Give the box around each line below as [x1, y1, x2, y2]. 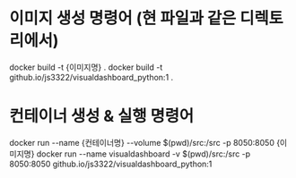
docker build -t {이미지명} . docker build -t [9, 62, 163, 72]
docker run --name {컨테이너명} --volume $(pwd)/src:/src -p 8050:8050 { [9, 137, 281, 148]
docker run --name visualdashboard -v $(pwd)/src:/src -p [36, 148, 251, 159]
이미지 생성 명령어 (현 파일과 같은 [9, 8, 237, 29]
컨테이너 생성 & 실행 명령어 [9, 106, 195, 126]
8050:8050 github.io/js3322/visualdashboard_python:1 [9, 158, 213, 169]
